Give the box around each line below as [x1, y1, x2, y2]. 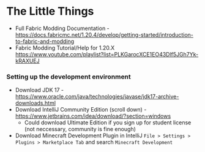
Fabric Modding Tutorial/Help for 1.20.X [15, 44, 115, 51]
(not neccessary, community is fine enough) [24, 126, 136, 133]
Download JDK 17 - [15, 86, 64, 94]
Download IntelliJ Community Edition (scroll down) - [15, 106, 147, 113]
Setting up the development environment [6, 72, 132, 81]
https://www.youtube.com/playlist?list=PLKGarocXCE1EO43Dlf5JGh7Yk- [15, 50, 199, 58]
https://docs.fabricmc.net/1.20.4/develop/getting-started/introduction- [15, 31, 194, 38]
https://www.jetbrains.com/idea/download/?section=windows [15, 112, 171, 120]
